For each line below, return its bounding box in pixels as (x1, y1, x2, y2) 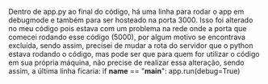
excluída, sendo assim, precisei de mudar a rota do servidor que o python (8, 41, 253, 50)
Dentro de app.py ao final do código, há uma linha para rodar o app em (8, 7, 245, 16)
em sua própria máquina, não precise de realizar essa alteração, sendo (8, 58, 245, 67)
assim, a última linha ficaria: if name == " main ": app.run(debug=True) (8, 66, 241, 75)
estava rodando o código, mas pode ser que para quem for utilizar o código (8, 50, 260, 58)
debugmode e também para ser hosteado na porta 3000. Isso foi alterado (8, 15, 253, 25)
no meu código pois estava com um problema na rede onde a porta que (8, 24, 247, 33)
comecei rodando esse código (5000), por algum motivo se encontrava (8, 32, 246, 42)
